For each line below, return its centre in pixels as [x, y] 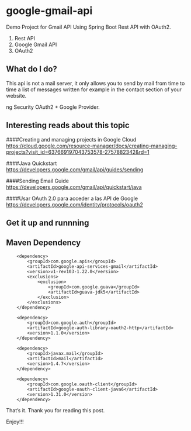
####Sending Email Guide [37, 181]
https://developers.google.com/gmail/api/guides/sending [75, 169]
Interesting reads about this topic [68, 125]
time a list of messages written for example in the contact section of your [94, 89]
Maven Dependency [44, 243]
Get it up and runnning [48, 223]
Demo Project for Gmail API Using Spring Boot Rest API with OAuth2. [88, 27]
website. [16, 95]
